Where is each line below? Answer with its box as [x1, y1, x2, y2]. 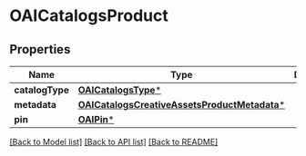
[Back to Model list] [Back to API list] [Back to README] [9, 137, 219, 147]
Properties [9, 42, 71, 57]
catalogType [14, 83, 70, 96]
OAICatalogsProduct [9, 5, 168, 26]
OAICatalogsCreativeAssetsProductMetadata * [77, 99, 285, 111]
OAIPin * [77, 113, 115, 125]
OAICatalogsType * [77, 83, 162, 96]
